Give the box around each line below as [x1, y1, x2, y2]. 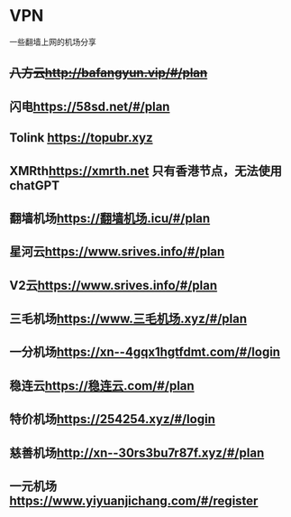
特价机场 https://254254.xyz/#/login [9, 411, 216, 427]
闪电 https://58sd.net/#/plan [9, 98, 170, 114]
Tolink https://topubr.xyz [9, 130, 153, 145]
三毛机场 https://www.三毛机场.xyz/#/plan [9, 311, 248, 327]
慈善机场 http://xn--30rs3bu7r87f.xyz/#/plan [9, 445, 265, 460]
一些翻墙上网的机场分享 [9, 36, 96, 47]
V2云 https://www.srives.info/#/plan [9, 277, 218, 293]
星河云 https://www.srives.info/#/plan [9, 245, 225, 260]
